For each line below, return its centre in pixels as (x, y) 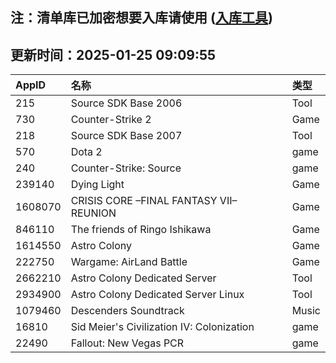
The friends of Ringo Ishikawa (141, 230)
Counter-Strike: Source (126, 168)
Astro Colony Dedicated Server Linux (157, 295)
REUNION (93, 213)
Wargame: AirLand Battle (129, 262)
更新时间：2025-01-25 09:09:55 (113, 54)
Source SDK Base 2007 (126, 136)
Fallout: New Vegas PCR (127, 343)
